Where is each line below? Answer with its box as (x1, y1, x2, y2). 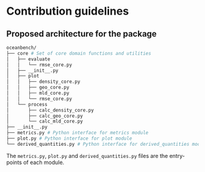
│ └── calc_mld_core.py (6, 118, 84, 124)
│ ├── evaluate (6, 56, 51, 62)
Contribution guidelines (6, 4, 129, 18)
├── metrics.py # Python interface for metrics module (6, 130, 149, 136)
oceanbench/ (6, 45, 37, 51)
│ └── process (6, 101, 48, 107)
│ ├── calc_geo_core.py (6, 113, 84, 119)
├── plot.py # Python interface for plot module (6, 135, 132, 142)
